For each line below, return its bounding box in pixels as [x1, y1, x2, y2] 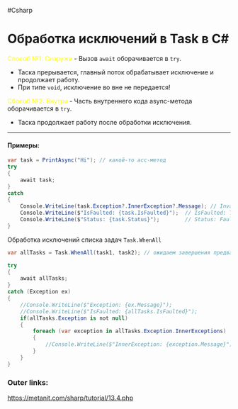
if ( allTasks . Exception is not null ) [20, 315, 129, 322]
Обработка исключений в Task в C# [7, 31, 229, 47]
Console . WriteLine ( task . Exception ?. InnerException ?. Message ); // [20, 203, 217, 210]
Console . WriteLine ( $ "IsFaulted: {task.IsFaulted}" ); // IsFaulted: [20, 209, 227, 217]
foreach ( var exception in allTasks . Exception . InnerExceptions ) [33, 327, 227, 335]
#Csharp [7, 6, 33, 14]
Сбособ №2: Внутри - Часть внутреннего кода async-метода [7, 96, 193, 105]
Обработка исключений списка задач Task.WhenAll [7, 235, 162, 244]
